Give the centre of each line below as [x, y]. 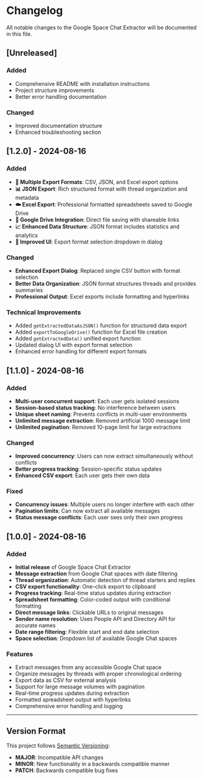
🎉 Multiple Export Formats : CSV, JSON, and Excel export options [97, 182]
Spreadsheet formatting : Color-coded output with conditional [93, 600]
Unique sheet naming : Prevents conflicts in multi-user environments [101, 414]
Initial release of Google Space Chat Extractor [73, 567]
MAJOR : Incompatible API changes [59, 757]
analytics [26, 235]
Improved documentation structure [59, 125]
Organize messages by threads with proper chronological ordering [98, 674]
